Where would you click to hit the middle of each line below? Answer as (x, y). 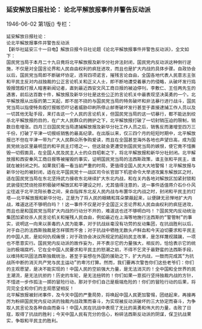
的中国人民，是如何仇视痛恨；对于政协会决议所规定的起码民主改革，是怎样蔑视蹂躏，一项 (101, 237)
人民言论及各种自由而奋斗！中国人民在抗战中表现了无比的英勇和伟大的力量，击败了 (99, 308)
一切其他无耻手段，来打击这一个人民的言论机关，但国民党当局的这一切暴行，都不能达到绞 (101, 114)
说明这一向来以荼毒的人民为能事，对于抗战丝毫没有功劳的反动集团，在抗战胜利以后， (105, 224)
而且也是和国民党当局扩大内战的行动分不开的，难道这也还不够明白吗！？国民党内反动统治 (101, 211)
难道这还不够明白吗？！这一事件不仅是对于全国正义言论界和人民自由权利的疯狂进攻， (105, 205)
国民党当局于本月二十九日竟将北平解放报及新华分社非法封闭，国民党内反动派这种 (92, 63)
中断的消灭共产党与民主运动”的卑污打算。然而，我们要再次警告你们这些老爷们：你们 (104, 263)
